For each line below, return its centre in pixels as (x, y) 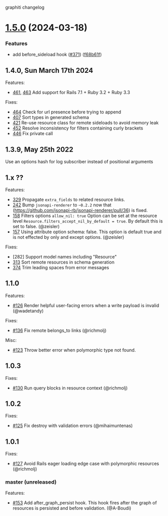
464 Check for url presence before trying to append (67, 112)
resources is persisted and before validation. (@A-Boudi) (72, 508)
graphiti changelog (25, 7)
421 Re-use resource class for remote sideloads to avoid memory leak (86, 123)
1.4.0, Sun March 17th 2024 (49, 70)
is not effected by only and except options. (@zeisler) (68, 237)
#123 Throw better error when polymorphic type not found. (74, 350)
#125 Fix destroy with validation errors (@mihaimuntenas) (73, 426)
